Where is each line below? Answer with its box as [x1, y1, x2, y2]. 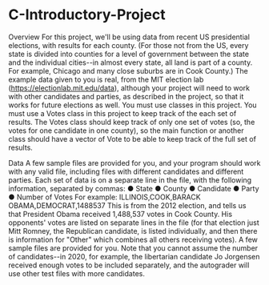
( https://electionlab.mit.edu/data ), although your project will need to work [8, 82, 251, 93]
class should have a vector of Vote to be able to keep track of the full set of [8, 134, 256, 143]
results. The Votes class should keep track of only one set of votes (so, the [8, 117, 255, 126]
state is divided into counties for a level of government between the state [8, 49, 250, 58]
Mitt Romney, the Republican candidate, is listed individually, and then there [8, 226, 258, 235]
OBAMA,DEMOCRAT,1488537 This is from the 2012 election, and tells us [8, 200, 247, 210]
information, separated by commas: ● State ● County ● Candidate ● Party [8, 183, 259, 193]
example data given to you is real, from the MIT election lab [8, 74, 204, 84]
